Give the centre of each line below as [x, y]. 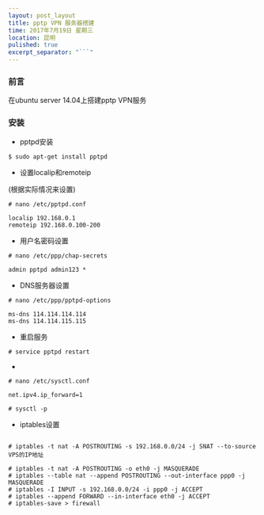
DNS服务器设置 [44, 285]
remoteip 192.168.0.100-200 [55, 225]
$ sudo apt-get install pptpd [58, 156]
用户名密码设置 [44, 240]
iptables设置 [40, 424]
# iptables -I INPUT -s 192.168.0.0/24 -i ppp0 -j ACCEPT [106, 489]
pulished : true [33, 45]
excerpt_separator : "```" [51, 52]
